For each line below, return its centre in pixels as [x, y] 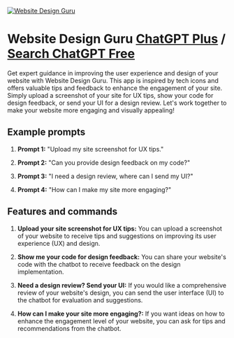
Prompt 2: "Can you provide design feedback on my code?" [104, 162]
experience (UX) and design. [59, 243]
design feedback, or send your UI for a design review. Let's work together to [117, 103]
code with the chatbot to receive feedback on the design [99, 264]
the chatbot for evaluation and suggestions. [80, 300]
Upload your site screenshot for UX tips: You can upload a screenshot [119, 228]
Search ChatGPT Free [71, 54]
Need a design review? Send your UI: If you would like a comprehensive [122, 285]
